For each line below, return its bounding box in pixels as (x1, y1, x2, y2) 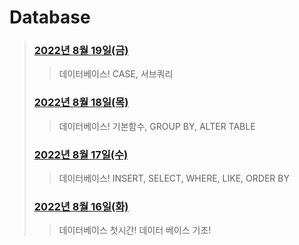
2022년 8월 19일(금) (33, 44, 129, 58)
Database (9, 6, 91, 29)
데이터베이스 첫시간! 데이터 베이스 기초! (58, 224, 212, 236)
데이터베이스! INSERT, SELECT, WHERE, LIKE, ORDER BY (58, 172, 290, 185)
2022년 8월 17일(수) (33, 147, 129, 161)
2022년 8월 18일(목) (33, 96, 129, 110)
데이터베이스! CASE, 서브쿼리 (58, 68, 174, 80)
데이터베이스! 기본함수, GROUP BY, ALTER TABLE (58, 120, 256, 132)
